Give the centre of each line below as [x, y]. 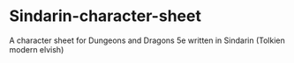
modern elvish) [37, 49]
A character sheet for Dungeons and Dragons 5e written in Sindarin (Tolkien [147, 40]
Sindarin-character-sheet [105, 16]
